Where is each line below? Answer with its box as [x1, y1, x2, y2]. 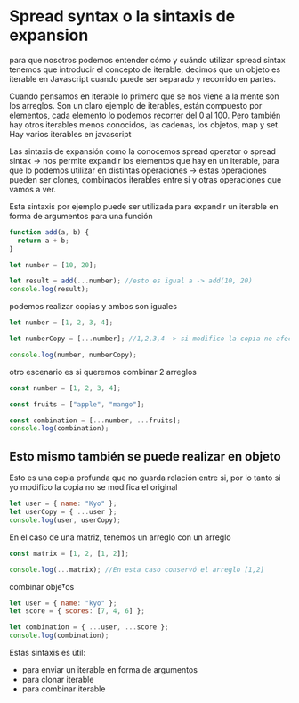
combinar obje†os [9, 581, 75, 592]
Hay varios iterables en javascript [9, 128, 132, 139]
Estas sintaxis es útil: [9, 648, 86, 658]
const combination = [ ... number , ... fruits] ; [9, 416, 181, 425]
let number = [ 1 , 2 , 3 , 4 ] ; [9, 318, 114, 327]
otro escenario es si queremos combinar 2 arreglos [9, 366, 198, 377]
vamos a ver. [9, 184, 56, 194]
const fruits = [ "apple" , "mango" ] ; [9, 399, 145, 409]
